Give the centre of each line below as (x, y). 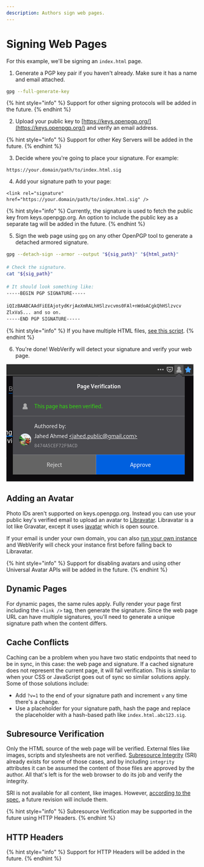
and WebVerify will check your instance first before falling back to (89, 545)
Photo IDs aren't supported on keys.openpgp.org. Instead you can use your (101, 513)
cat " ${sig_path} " (30, 274)
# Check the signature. (37, 267)
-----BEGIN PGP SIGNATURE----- (46, 293)
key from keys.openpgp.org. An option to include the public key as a (92, 218)
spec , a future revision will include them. (57, 800)
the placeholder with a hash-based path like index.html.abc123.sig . (101, 714)
